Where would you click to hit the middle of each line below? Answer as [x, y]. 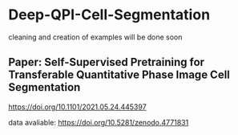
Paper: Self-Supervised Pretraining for [107, 62]
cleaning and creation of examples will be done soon [95, 37]
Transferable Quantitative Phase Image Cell [119, 75]
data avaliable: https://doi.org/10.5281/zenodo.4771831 [99, 122]
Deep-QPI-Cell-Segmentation [109, 15]
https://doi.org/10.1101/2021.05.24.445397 [77, 107]
